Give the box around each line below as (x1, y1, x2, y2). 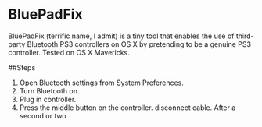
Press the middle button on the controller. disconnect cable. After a (19, 103, 236, 112)
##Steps (8, 62, 36, 72)
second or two (19, 111, 66, 120)
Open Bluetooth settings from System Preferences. (19, 78, 184, 87)
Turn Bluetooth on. (19, 86, 80, 95)
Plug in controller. (19, 94, 77, 104)
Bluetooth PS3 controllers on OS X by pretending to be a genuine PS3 (27, 39, 252, 48)
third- (235, 31, 254, 41)
